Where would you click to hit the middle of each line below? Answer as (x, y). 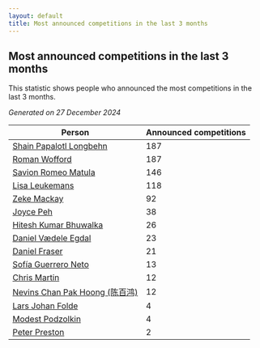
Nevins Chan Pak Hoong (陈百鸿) (75, 292)
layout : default (36, 16)
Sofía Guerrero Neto (51, 265)
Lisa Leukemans (43, 185)
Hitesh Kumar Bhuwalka (58, 225)
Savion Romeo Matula (54, 172)
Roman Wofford (42, 159)
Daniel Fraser (38, 252)
